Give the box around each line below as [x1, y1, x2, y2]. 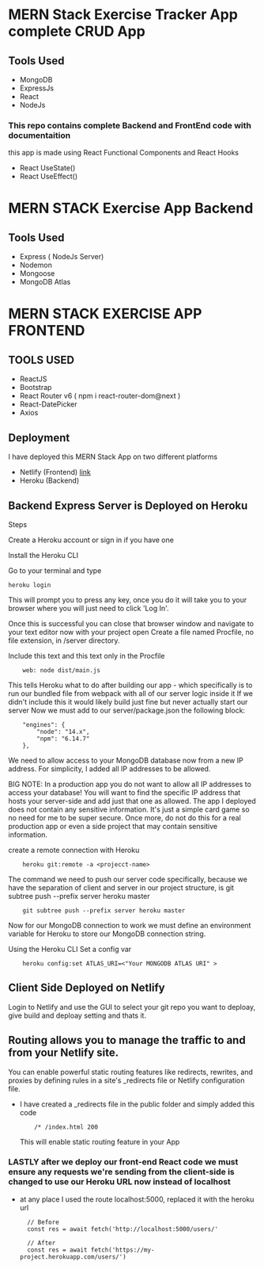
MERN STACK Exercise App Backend [8, 200, 254, 217]
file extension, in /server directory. [8, 636, 120, 645]
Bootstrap [19, 383, 52, 392]
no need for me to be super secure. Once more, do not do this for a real [8, 812, 241, 822]
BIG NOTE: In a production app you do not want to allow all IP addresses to [8, 779, 251, 789]
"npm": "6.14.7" [36, 735, 90, 743]
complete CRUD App [8, 22, 146, 40]
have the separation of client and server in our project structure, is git [8, 882, 235, 893]
